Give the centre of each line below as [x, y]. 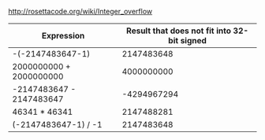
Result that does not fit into [178, 31]
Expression [63, 36]
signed [194, 41]
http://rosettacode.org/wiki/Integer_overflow [80, 11]
